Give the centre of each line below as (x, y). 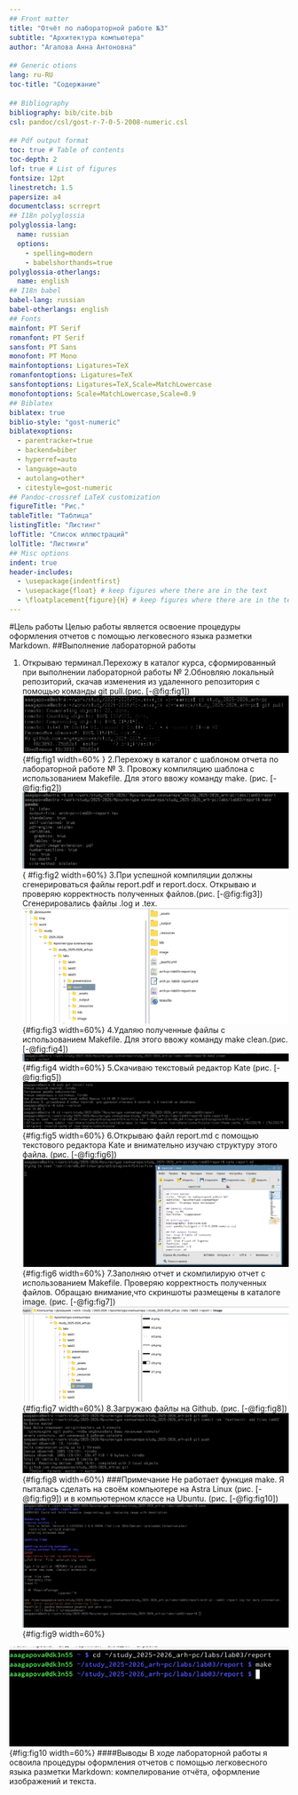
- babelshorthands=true (69, 262)
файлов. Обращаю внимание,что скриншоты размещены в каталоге (151, 1293)
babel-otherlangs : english (59, 309)
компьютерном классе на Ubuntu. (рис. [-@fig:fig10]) (178, 1499)
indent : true (33, 563)
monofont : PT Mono (43, 357)
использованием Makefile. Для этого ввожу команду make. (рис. (145, 778)
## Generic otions (43, 66)
